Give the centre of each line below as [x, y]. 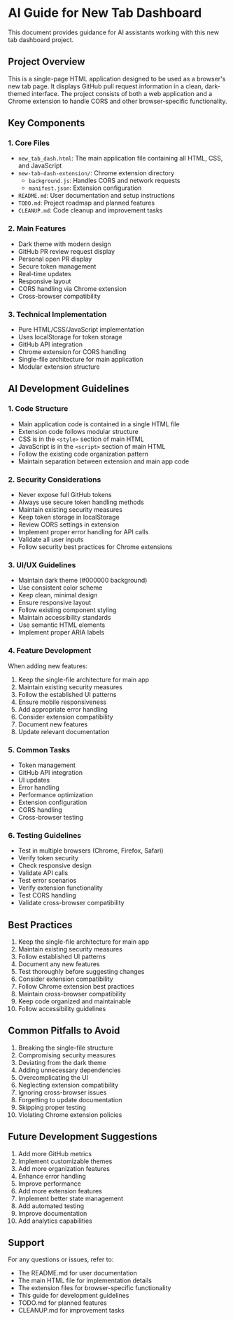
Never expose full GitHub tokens [65, 495]
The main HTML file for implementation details [85, 1280]
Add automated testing [51, 1206]
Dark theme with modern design [64, 244]
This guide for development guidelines [73, 1296]
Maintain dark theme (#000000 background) [83, 581]
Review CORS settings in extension [69, 524]
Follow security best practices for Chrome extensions [95, 547]
